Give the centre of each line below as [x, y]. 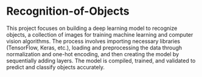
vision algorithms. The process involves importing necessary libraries [93, 41]
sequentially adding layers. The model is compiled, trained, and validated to [101, 61]
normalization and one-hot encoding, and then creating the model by [93, 54]
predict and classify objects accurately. [56, 67]
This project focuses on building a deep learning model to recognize [92, 28]
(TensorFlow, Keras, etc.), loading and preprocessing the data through [94, 48]
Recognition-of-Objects [68, 11]
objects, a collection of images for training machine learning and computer [100, 34]
